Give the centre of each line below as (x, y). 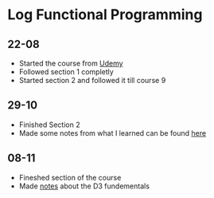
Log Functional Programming (105, 15)
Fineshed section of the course (70, 177)
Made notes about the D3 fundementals (84, 186)
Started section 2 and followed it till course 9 (92, 80)
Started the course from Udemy (71, 63)
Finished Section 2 (49, 125)
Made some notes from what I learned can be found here (113, 133)
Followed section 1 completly (66, 72)
